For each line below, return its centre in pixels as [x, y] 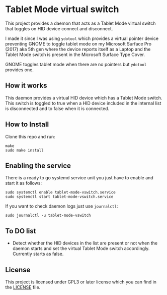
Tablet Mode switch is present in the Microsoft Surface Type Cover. [75, 55]
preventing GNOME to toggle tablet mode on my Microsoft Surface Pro [78, 43]
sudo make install [24, 150]
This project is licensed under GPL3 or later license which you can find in [81, 282]
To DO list [21, 231]
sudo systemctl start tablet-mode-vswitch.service [59, 197]
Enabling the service [38, 165]
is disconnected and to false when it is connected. [57, 108]
